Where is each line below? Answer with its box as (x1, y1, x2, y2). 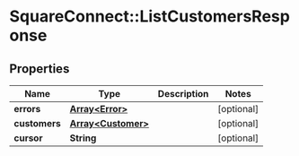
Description (157, 88, 209, 100)
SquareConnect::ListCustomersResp (9, 6, 290, 27)
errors (13, 103, 41, 115)
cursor (13, 132, 43, 144)
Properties (9, 61, 70, 76)
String (69, 132, 97, 144)
